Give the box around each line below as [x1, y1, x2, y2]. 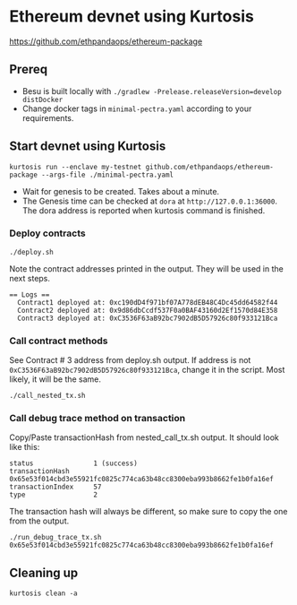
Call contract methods [9, 334, 108, 347]
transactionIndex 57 [9, 482, 102, 492]
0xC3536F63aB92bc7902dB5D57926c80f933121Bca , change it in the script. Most [9, 365, 285, 376]
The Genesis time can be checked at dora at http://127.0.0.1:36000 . [21, 195, 277, 206]
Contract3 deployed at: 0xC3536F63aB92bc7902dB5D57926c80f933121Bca [17, 314, 278, 323]
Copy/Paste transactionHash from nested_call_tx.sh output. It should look [9, 432, 279, 443]
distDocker [21, 95, 64, 104]
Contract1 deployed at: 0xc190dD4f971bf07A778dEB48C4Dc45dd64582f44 [17, 298, 278, 307]
